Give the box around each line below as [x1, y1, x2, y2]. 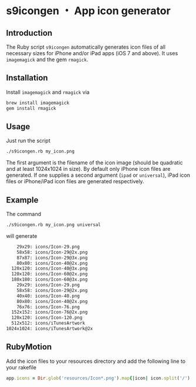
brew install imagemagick [6, 100, 69, 106]
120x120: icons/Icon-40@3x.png [11, 265, 88, 272]
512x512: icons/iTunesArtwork [11, 320, 85, 327]
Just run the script [6, 137, 51, 144]
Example [6, 195, 39, 205]
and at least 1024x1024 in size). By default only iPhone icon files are [6, 166, 171, 173]
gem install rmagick [6, 105, 57, 111]
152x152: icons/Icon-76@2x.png [11, 309, 88, 315]
